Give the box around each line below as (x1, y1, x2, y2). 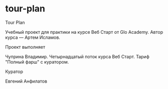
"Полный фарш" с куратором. (5, 59, 69, 65)
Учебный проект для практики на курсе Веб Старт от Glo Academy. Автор (5, 29, 163, 35)
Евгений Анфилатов (5, 78, 48, 84)
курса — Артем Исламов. (5, 34, 60, 40)
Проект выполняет (5, 44, 46, 50)
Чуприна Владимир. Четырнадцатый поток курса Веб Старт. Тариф (5, 53, 149, 60)
